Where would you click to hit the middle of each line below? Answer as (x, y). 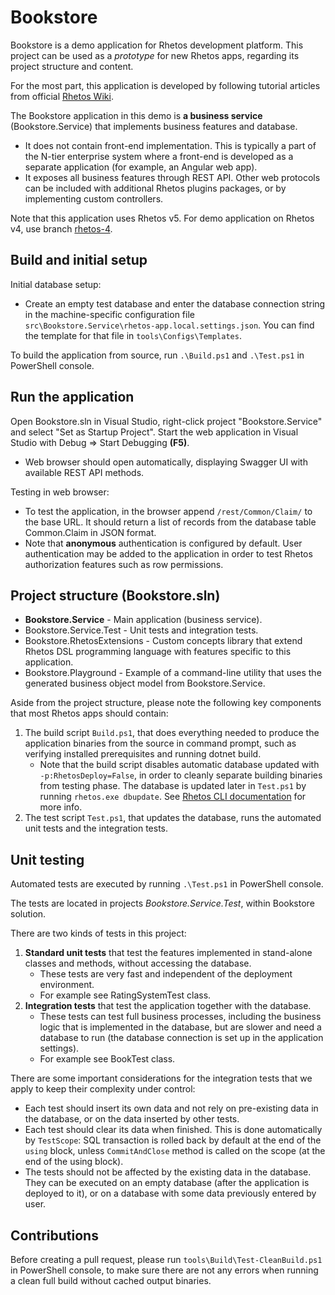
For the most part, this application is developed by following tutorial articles (165, 85)
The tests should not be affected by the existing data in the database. (168, 1172)
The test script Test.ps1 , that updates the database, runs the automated (173, 818)
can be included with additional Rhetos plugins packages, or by (155, 188)
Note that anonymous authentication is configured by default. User (163, 543)
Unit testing (47, 859)
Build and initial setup (79, 260)
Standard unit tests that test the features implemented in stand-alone (168, 953)
